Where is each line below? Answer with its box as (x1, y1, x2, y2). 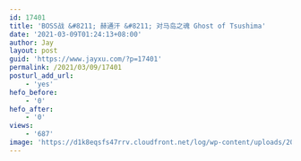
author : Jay (9, 38, 54, 47)
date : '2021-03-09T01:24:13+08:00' (9, 30, 142, 38)
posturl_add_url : (9, 72, 74, 80)
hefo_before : (9, 88, 58, 97)
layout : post (9, 47, 58, 55)
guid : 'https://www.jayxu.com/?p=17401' (9, 55, 163, 64)
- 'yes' (25, 80, 54, 89)
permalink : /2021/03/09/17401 (9, 64, 123, 72)
